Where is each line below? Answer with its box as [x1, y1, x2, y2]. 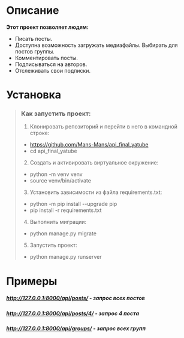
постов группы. [14, 47, 55, 55]
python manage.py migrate [29, 230, 97, 237]
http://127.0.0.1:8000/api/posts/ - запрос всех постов [6, 295, 145, 302]
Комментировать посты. [14, 54, 78, 61]
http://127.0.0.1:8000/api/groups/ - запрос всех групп [6, 325, 146, 332]
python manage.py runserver [29, 253, 102, 261]
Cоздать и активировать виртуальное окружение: [29, 159, 159, 166]
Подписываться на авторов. [14, 61, 88, 68]
